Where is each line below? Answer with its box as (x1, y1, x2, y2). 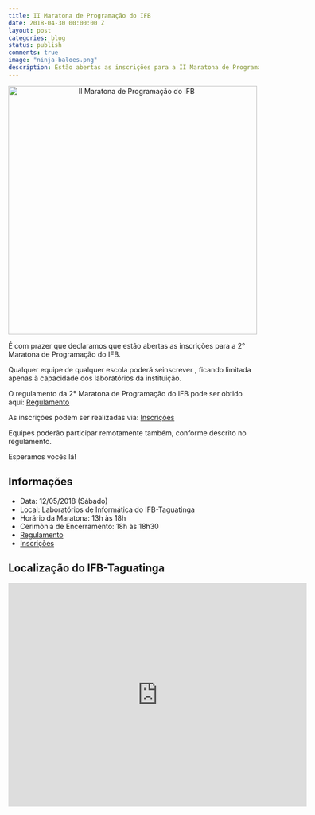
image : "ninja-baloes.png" (8, 57, 98, 64)
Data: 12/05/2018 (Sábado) (19, 496, 108, 505)
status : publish (8, 41, 62, 49)
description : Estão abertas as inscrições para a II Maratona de (8, 64, 229, 72)
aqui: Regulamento (8, 397, 70, 407)
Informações (8, 475, 73, 489)
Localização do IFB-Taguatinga (8, 561, 165, 575)
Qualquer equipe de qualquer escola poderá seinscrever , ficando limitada (8, 365, 252, 374)
